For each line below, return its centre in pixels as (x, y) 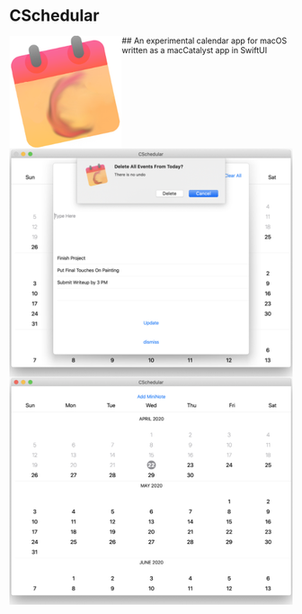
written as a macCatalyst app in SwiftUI (195, 50)
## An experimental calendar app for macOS (204, 41)
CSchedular (54, 16)
